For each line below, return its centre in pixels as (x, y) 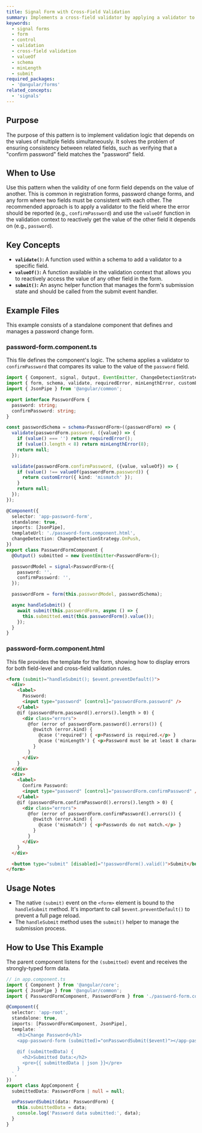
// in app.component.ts (36, 979)
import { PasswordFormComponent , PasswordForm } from (75, 996)
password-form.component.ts (52, 347)
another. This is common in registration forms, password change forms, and (100, 194)
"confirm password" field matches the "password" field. (76, 154)
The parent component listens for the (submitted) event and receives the (97, 962)
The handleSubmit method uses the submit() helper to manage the (97, 922)
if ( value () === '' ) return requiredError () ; (75, 439)
